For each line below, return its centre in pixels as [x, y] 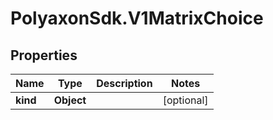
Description [124, 83]
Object [70, 100]
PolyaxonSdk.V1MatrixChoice [137, 18]
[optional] [185, 100]
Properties [44, 55]
